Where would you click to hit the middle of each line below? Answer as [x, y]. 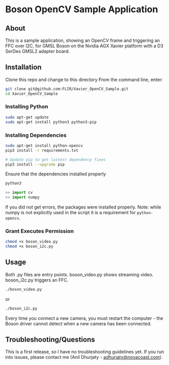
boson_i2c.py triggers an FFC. [37, 280]
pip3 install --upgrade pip [35, 164]
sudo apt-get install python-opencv [44, 146]
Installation [23, 67]
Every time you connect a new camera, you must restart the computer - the [84, 318]
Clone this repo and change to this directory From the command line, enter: [84, 80]
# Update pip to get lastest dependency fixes [55, 160]
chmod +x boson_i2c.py [29, 246]
